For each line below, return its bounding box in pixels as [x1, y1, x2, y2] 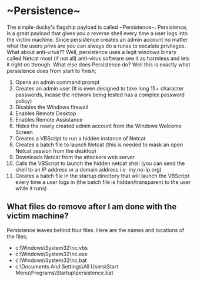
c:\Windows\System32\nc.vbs [15, 244, 88, 251]
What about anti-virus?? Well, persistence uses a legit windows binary [6, 48, 177, 55]
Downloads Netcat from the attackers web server [15, 153, 135, 160]
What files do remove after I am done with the [6, 202, 177, 212]
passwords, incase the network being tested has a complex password [15, 91, 185, 98]
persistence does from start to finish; [6, 67, 96, 74]
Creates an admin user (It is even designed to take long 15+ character [15, 85, 184, 92]
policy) [15, 97, 32, 104]
